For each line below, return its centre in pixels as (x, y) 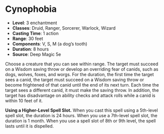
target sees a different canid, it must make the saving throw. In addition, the (82, 90)
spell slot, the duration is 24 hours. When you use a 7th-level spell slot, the (81, 115)
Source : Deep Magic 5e (36, 54)
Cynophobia (31, 9)
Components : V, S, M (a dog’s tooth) (50, 44)
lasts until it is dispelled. (29, 126)
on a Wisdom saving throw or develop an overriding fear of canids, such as (82, 69)
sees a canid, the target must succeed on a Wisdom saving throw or (75, 80)
